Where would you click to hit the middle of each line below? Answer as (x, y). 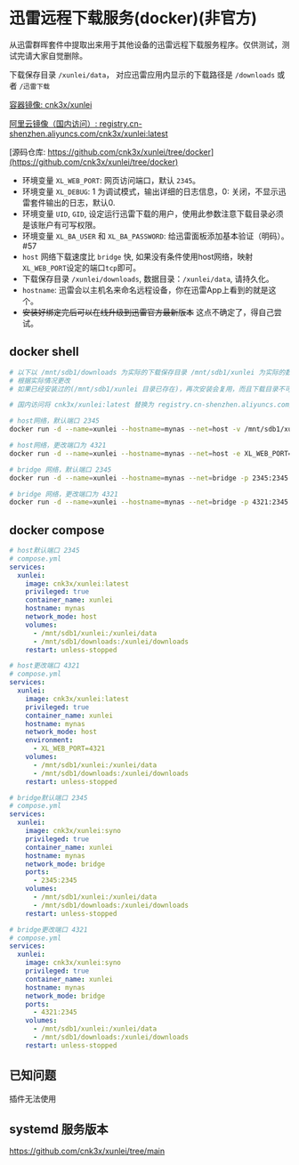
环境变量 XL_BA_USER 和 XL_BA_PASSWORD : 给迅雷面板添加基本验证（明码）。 (155, 236)
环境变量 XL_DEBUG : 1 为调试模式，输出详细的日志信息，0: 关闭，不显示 (150, 191)
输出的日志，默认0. (81, 202)
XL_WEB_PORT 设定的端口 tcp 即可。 (81, 267)
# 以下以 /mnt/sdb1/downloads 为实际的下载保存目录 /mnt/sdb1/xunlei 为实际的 (147, 372)
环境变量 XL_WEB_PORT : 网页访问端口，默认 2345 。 (111, 180)
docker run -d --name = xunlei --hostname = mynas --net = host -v (125, 429)
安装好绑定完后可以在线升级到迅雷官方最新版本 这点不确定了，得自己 (148, 311)
